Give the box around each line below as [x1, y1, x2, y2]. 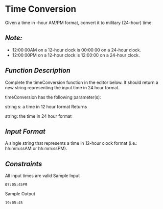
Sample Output [5, 191, 36, 197]
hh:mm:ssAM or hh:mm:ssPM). [5, 146, 68, 152]
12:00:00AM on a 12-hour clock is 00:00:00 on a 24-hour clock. [12, 47, 141, 52]
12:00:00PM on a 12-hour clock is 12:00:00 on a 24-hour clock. [12, 52, 140, 58]
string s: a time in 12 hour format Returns [5, 104, 87, 109]
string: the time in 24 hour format [5, 113, 72, 119]
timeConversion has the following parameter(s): [5, 94, 101, 100]
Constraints [5, 159, 43, 168]
